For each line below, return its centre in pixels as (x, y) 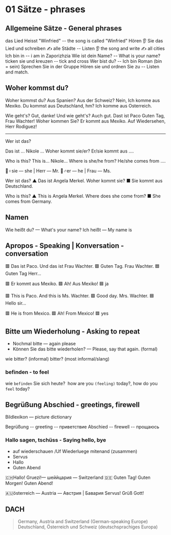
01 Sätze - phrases (45, 9)
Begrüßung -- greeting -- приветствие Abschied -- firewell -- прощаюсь (82, 427)
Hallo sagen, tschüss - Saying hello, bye (56, 440)
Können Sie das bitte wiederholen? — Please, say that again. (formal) (85, 349)
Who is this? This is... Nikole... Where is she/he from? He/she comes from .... (85, 161)
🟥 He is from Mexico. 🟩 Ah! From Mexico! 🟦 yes (57, 313)
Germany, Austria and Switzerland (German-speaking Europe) (83, 522)
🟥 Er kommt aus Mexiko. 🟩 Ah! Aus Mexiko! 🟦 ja (57, 284)
